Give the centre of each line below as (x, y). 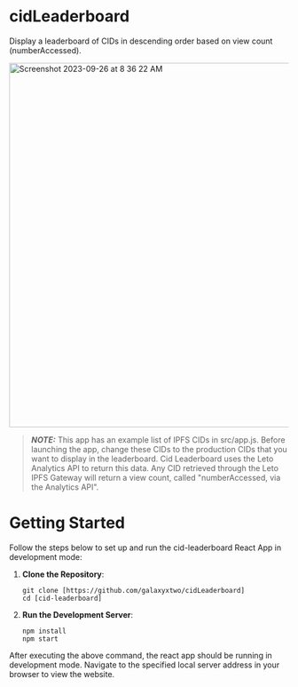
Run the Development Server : (78, 614)
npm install (44, 631)
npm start (40, 639)
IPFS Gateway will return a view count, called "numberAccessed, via (156, 477)
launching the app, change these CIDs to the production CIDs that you (159, 449)
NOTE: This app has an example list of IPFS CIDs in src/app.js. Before (158, 439)
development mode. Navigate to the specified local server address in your (145, 665)
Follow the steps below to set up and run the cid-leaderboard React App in (145, 547)
